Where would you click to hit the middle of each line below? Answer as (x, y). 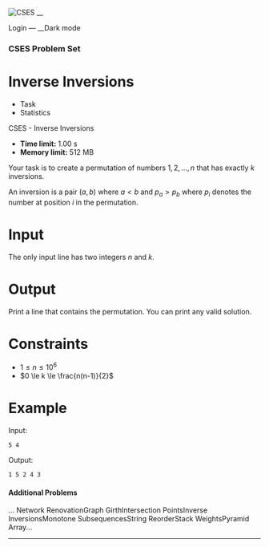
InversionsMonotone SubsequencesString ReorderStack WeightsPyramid (129, 519)
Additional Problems (43, 492)
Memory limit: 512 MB (57, 152)
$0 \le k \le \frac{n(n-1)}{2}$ (66, 376)
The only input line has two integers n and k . (81, 257)
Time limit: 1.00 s (48, 144)
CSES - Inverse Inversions (51, 128)
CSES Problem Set (44, 48)
